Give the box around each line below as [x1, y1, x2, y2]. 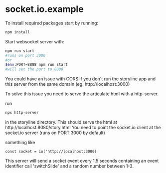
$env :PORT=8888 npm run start [5, 62, 68, 67]
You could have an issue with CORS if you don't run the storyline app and [5, 76, 156, 82]
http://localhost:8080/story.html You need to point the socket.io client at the [5, 125, 161, 131]
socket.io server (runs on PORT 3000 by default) [5, 130, 106, 136]
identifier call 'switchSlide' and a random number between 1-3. [5, 163, 134, 169]
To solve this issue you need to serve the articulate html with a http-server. [5, 91, 159, 97]
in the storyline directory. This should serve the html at [5, 119, 117, 125]
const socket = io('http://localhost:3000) [5, 149, 97, 154]
